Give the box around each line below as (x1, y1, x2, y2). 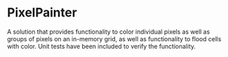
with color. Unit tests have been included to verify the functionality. (7, 42, 197, 50)
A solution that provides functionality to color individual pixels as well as (7, 27, 210, 36)
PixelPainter (7, 5, 77, 21)
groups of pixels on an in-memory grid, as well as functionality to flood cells (7, 34, 222, 43)
